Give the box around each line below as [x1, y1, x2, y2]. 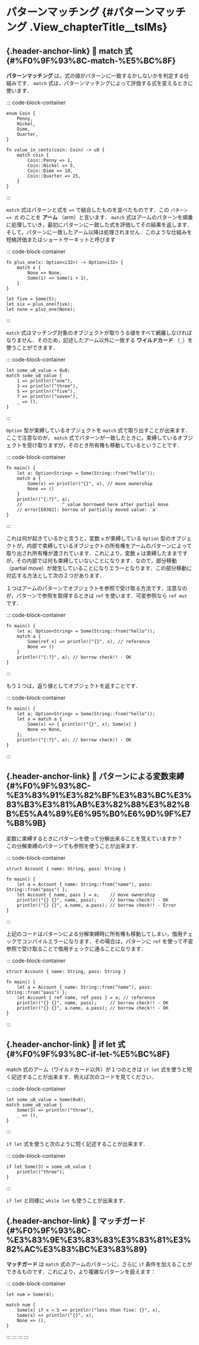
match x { [17, 265, 42, 271]
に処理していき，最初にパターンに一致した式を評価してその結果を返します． [6, 221, 193, 228]
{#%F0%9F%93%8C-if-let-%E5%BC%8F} [6, 1049, 170, 1060]
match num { [6, 1302, 36, 1308]
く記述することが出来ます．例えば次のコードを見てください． [6, 1073, 157, 1080]
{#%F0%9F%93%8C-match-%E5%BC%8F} [6, 55, 176, 66]
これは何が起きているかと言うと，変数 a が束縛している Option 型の [6, 535, 171, 542]
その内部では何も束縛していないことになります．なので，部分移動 [16, 557, 177, 564]
